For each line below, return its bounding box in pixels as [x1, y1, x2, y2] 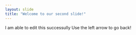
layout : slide [5, 7, 34, 12]
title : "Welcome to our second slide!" [5, 12, 86, 16]
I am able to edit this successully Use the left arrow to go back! [5, 24, 132, 30]
